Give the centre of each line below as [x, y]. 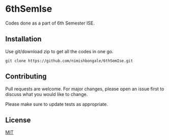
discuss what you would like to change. [47, 94]
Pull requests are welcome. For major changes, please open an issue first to [85, 89]
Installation [23, 39]
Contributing [26, 76]
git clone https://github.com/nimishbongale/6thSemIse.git [69, 61]
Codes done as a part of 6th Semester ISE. [50, 23]
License [18, 120]
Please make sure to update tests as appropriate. [57, 104]
